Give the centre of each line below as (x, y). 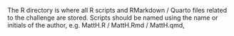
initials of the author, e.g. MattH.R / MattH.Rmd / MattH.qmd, (96, 25)
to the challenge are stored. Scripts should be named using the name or (113, 18)
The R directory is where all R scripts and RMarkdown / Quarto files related (117, 10)
